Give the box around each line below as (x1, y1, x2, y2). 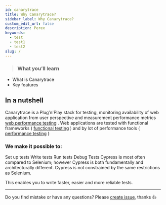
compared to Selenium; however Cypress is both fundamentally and (5, 159, 144, 165)
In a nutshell (5, 96, 43, 105)
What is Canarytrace (12, 76, 54, 82)
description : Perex (5, 26, 45, 31)
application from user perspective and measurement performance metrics (5, 115, 156, 121)
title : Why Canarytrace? (5, 12, 56, 17)
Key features (12, 81, 39, 87)
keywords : (5, 30, 26, 35)
